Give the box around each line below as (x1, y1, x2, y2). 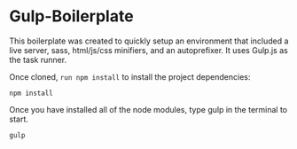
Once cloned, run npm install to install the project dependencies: (9, 71, 251, 82)
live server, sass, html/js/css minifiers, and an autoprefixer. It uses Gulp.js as (9, 44, 288, 55)
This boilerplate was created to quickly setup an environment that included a (9, 35, 289, 46)
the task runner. (9, 54, 67, 65)
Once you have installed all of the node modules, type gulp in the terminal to (9, 104, 288, 114)
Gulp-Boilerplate (9, 6, 135, 27)
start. (9, 114, 29, 124)
